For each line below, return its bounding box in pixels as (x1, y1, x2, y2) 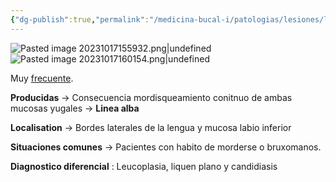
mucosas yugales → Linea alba (10, 102, 140, 114)
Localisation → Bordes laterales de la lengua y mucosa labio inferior (10, 121, 292, 133)
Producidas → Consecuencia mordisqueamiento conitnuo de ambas (10, 91, 293, 103)
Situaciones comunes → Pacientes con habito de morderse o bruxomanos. (10, 141, 322, 153)
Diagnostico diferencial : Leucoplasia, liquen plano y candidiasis (10, 160, 278, 172)
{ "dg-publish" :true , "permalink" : (10, 14, 150, 25)
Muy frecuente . (10, 72, 74, 84)
